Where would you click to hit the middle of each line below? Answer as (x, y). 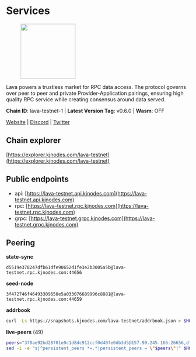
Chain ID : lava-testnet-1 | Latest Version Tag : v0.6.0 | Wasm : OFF (85, 111)
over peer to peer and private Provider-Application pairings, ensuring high (95, 93)
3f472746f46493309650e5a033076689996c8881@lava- (66, 294)
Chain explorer (34, 141)
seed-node (20, 284)
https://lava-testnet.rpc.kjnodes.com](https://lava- (88, 205)
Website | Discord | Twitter (38, 122)
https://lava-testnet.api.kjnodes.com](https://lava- (87, 193)
